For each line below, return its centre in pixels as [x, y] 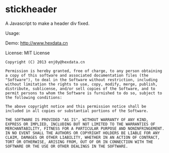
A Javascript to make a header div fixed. [47, 23]
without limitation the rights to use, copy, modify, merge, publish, [81, 84]
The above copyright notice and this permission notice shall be [76, 106]
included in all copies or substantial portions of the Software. [77, 111]
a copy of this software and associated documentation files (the [77, 75]
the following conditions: [34, 97]
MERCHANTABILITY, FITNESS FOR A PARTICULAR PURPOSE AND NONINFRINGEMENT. [85, 128]
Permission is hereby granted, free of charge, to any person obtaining [84, 71]
